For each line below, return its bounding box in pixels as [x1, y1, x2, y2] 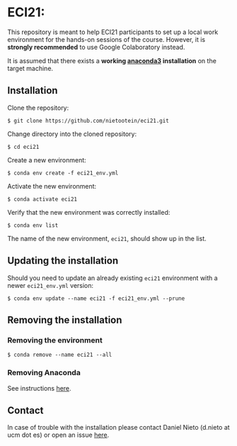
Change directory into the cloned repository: [7, 129, 137, 138]
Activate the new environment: [7, 182, 97, 190]
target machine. [7, 64, 54, 72]
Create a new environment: [7, 155, 86, 164]
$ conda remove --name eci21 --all [7, 352, 112, 359]
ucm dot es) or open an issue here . [7, 430, 110, 440]
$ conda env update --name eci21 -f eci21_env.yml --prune [7, 295, 185, 302]
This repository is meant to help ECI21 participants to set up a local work [7, 28, 219, 36]
